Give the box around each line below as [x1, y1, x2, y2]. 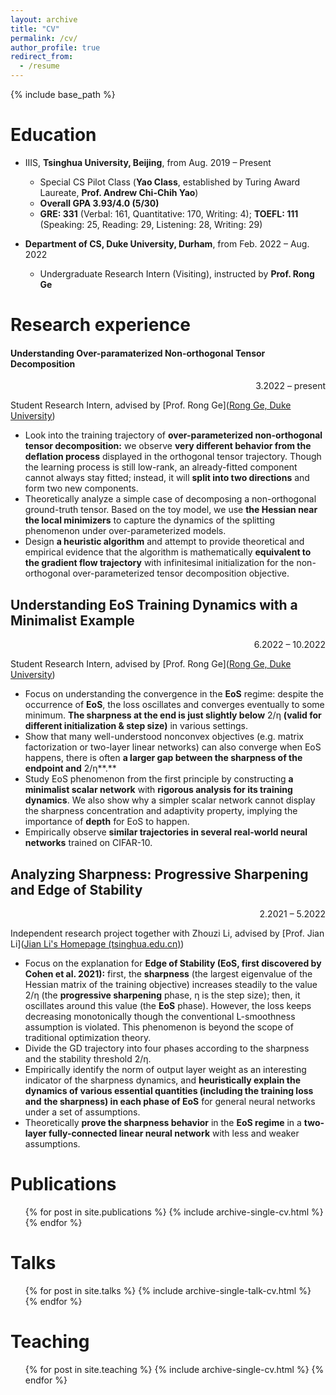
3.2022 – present [255, 380, 326, 392]
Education [10, 124, 97, 146]
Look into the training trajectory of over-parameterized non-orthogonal [24, 429, 323, 441]
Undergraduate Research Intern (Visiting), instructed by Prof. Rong [39, 267, 315, 280]
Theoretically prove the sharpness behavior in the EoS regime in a [24, 1116, 302, 1128]
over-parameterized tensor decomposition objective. [72, 567, 290, 580]
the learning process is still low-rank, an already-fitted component [24, 461, 298, 473]
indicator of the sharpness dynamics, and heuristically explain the [24, 1074, 302, 1086]
